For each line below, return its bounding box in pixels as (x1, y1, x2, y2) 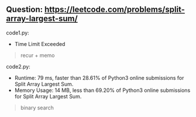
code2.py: (6, 63, 30, 70)
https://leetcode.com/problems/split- (44, 5, 185, 15)
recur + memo (20, 52, 55, 59)
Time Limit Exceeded (14, 40, 66, 47)
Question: (6, 5, 43, 15)
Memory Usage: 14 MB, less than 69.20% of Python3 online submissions (14, 87, 191, 94)
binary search (20, 104, 54, 111)
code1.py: (6, 29, 29, 36)
